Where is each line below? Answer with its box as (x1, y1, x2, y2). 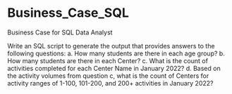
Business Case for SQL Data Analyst (7, 28, 113, 36)
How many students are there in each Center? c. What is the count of (7, 56, 208, 65)
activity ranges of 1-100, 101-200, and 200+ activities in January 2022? (7, 79, 214, 87)
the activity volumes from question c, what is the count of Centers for (7, 72, 209, 80)
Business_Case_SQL (7, 5, 129, 21)
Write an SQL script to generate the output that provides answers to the (7, 41, 215, 50)
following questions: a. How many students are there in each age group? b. (7, 49, 226, 58)
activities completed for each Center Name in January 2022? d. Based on (7, 64, 221, 72)
